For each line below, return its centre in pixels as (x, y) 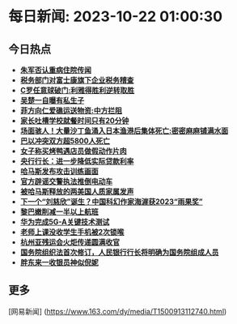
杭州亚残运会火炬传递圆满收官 (70, 242)
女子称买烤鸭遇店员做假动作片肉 (73, 151)
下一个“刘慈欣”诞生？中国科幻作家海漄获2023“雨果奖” (111, 202)
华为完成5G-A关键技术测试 (65, 222)
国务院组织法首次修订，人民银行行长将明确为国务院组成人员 (119, 252)
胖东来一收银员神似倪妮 (59, 262)
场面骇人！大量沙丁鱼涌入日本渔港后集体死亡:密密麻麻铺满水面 (124, 131)
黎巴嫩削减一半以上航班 (59, 212)
